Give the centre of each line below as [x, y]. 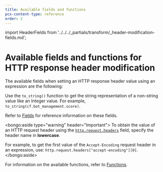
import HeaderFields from [31, 33]
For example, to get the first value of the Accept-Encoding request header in [81, 145]
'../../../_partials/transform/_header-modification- [106, 33]
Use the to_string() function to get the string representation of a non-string [81, 96]
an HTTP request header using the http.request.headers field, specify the [80, 130]
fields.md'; [16, 38]
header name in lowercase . [33, 135]
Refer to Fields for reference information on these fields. [61, 115]
